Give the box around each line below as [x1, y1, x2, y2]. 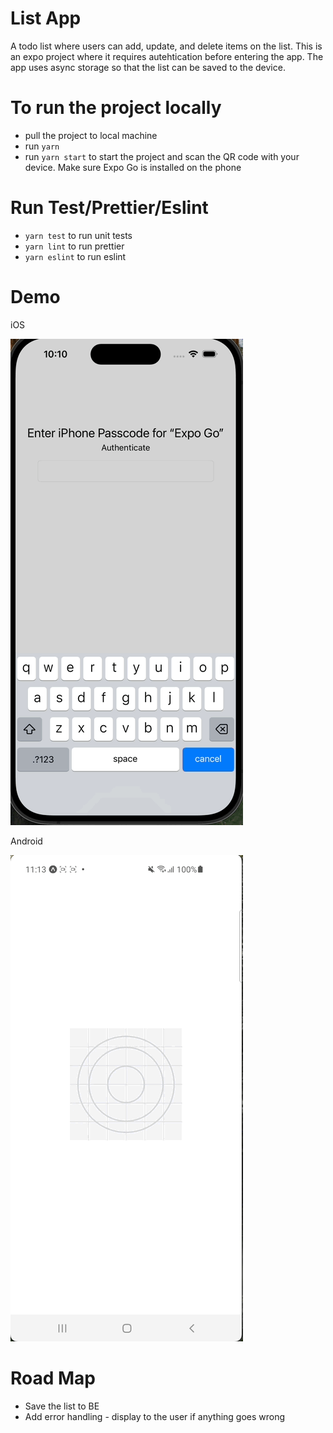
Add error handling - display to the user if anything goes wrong [24, 1410, 286, 1422]
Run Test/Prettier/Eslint [10, 197, 209, 219]
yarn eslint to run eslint [24, 250, 127, 262]
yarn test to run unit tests [24, 229, 133, 241]
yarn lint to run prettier [24, 240, 125, 252]
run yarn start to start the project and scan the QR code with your [24, 150, 300, 162]
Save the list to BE [24, 1400, 100, 1412]
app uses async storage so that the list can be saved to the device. [10, 61, 286, 73]
